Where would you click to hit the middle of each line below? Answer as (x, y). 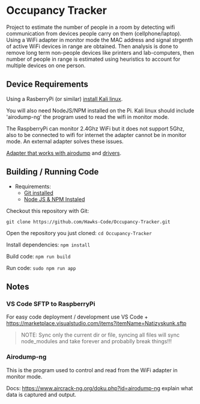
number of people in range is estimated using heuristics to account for (93, 59)
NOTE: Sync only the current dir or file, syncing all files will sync (100, 335)
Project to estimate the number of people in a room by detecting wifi (91, 27)
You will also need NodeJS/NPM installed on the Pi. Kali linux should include (100, 110)
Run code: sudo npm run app (41, 268)
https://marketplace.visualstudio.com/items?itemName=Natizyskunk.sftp (96, 323)
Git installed (39, 192)
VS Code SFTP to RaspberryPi (51, 304)
